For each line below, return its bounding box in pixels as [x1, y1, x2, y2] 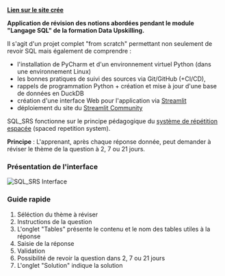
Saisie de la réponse [16, 239, 75, 247]
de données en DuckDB [16, 89, 84, 97]
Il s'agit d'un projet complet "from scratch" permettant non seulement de [7, 40, 213, 47]
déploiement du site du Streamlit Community [16, 104, 143, 112]
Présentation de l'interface [7, 162, 98, 171]
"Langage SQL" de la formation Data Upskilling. [7, 27, 145, 34]
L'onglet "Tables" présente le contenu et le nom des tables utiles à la [16, 225, 211, 233]
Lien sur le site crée [7, 6, 64, 14]
